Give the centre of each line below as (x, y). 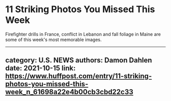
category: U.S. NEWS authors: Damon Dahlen (79, 60)
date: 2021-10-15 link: (40, 68)
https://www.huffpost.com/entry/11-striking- (79, 76)
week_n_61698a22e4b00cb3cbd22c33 (69, 92)
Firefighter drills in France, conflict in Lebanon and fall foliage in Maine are (83, 34)
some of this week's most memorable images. (53, 40)
